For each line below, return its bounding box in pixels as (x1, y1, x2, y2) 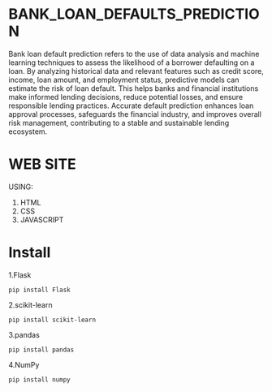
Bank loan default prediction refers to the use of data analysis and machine (8, 49, 260, 58)
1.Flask (8, 269, 32, 280)
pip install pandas (8, 346, 75, 354)
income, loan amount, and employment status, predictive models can (8, 75, 240, 84)
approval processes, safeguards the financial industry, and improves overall (8, 109, 262, 118)
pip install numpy (8, 375, 71, 384)
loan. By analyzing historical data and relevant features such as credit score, (8, 66, 264, 75)
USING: (8, 182, 34, 192)
